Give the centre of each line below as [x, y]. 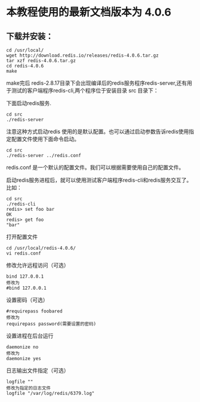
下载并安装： [30, 36]
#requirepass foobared [34, 311]
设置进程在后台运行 [30, 336]
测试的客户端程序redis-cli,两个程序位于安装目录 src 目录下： [85, 90]
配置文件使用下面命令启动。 [45, 139]
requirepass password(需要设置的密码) [51, 324]
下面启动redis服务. [29, 103]
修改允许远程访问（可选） [38, 265]
